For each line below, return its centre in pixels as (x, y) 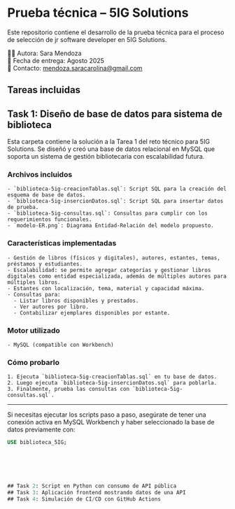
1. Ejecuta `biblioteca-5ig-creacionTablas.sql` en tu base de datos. (112, 377)
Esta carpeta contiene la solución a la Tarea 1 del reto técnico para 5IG (109, 142)
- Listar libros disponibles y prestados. (76, 301)
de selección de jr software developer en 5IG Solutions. (87, 39)
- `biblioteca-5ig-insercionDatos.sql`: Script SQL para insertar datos (115, 201)
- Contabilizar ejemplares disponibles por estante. (92, 313)
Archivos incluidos (40, 175)
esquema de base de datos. (47, 195)
